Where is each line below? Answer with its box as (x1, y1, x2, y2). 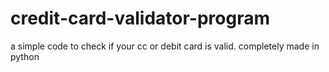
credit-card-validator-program (10, 7, 271, 30)
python (10, 50, 40, 62)
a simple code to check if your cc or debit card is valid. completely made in (10, 40, 320, 52)
